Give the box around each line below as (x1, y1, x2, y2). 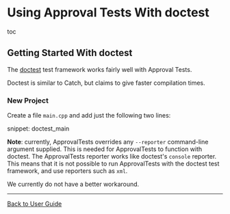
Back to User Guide (7, 200, 62, 208)
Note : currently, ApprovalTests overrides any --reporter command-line (7, 138, 209, 146)
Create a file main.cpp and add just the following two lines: (7, 111, 171, 120)
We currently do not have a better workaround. (7, 180, 140, 189)
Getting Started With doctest (7, 47, 133, 59)
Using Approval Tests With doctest (7, 5, 210, 21)
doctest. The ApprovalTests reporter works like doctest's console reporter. (7, 152, 217, 161)
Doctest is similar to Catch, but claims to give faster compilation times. (7, 79, 205, 87)
